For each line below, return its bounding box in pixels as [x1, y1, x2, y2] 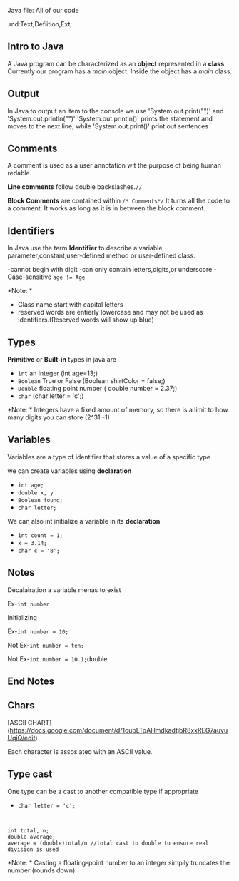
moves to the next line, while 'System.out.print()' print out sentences [7, 121, 209, 131]
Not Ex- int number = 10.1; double [7, 654, 108, 663]
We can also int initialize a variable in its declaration [7, 516, 161, 525]
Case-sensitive [7, 273, 52, 281]
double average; [7, 833, 56, 840]
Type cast [7, 768, 53, 780]
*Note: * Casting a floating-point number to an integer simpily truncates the [7, 858, 230, 867]
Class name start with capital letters [17, 300, 123, 309]
